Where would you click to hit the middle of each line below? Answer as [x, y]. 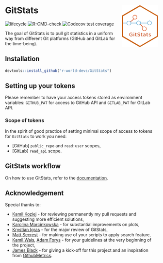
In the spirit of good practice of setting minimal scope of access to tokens [79, 131]
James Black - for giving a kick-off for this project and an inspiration [80, 250]
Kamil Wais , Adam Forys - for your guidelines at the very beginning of [82, 240]
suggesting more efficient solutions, [48, 219]
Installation [22, 59]
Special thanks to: [23, 205]
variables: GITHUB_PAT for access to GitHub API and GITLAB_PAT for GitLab [78, 103]
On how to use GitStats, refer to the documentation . [57, 178]
